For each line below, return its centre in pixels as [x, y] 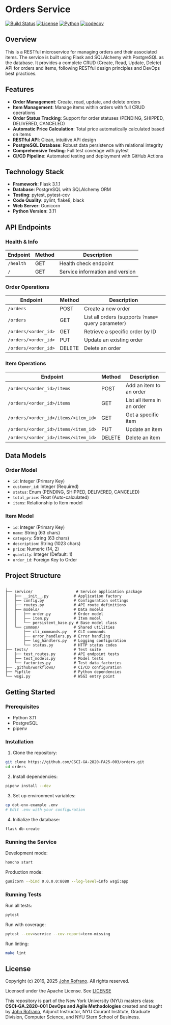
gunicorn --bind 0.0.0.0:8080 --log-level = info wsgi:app [67, 881]
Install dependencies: [35, 777]
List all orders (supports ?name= [121, 317]
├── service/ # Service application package [74, 592]
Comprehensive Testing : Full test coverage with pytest [70, 150]
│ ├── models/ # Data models [54, 610]
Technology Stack [35, 172]
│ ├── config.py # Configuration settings [67, 601]
